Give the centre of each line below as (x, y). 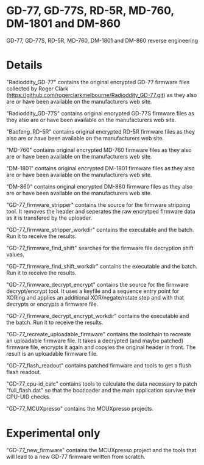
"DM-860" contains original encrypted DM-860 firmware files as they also (100, 186)
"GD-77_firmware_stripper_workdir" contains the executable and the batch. (100, 229)
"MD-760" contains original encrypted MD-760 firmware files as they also (99, 150)
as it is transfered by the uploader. (49, 218)
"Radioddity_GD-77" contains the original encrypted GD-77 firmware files (98, 82)
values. (15, 254)
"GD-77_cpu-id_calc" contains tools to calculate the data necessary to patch (102, 384)
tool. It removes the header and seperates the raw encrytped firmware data (101, 211)
